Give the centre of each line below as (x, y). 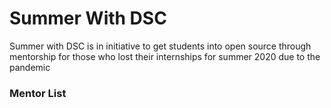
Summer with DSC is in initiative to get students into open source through (160, 46)
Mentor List (38, 93)
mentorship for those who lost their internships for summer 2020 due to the (165, 56)
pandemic (30, 67)
